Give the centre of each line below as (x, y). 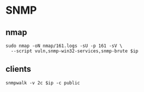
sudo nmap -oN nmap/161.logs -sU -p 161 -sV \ (64, 46)
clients (18, 69)
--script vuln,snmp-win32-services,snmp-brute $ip (75, 51)
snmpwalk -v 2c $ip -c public (43, 83)
